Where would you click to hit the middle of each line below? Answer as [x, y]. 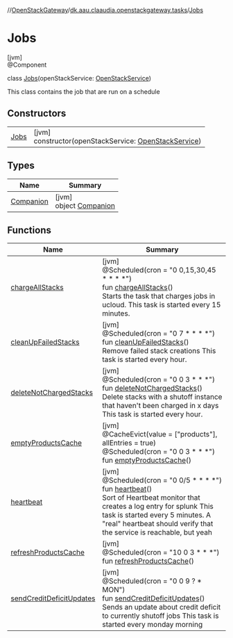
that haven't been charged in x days [160, 406]
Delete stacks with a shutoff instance [162, 397]
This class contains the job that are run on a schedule [84, 91]
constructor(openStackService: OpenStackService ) [118, 140]
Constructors [37, 114]
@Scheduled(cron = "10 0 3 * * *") [161, 553]
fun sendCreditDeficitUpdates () [153, 598]
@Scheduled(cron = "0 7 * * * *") [158, 334]
